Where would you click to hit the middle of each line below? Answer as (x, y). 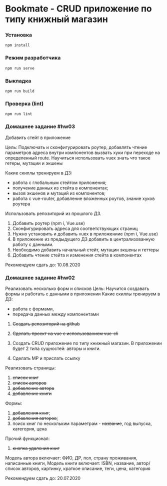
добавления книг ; (31, 412)
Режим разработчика (33, 58)
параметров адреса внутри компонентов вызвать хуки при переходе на (82, 152)
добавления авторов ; (35, 418)
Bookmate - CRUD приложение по (78, 9)
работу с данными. (33, 244)
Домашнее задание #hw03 (40, 126)
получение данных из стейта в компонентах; (60, 187)
